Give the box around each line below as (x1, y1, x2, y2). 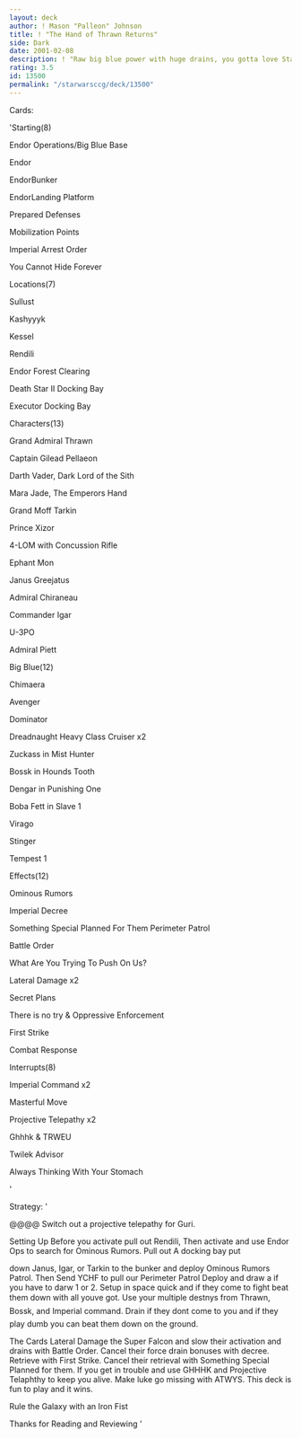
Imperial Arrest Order (9, 243, 88, 254)
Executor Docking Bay (9, 401, 91, 411)
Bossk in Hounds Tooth (9, 765, 96, 777)
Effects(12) (9, 870, 49, 881)
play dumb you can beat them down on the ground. (9, 1318, 199, 1329)
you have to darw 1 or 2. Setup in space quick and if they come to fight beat (9, 1282, 289, 1292)
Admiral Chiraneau (9, 592, 79, 603)
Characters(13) (9, 418, 64, 428)
